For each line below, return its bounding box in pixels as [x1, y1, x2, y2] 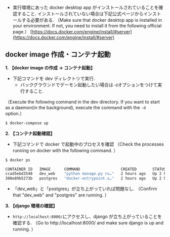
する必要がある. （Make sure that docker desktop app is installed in [21, 17, 162, 23]
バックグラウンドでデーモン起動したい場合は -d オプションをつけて [20, 81, 158, 87]
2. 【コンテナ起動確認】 [5, 130, 55, 136]
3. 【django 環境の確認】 [5, 203, 58, 209]
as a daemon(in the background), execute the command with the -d [5, 104, 146, 110]
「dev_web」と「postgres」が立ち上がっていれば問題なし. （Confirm [12, 186, 157, 192]
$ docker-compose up [5, 120, 49, 125]
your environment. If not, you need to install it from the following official [12, 23, 162, 29]
